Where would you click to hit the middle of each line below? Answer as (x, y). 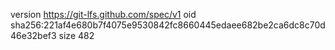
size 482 (76, 35)
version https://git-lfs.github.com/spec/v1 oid (103, 14)
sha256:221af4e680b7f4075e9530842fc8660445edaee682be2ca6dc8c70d (168, 25)
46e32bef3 (33, 35)
